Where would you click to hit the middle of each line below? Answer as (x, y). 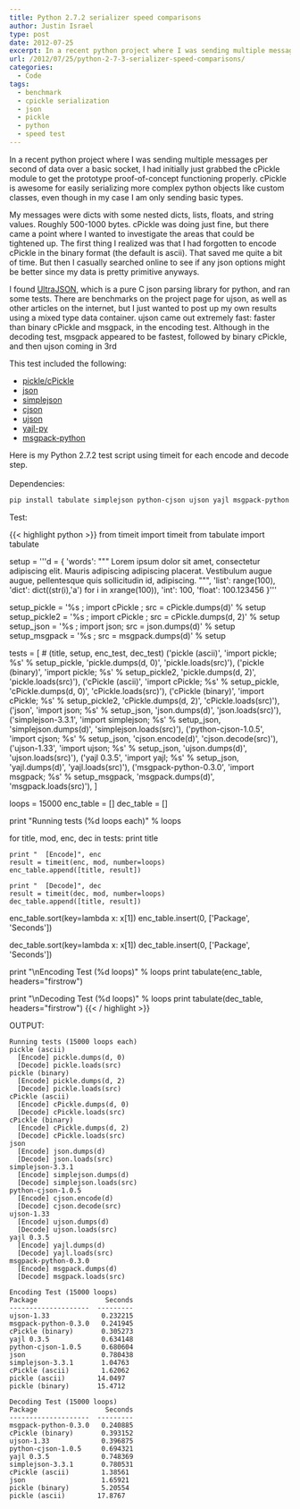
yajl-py (35, 428)
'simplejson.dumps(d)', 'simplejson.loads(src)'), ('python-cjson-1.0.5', (137, 729)
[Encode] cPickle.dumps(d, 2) (73, 1128)
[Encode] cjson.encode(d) (66, 1198)
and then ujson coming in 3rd (63, 346)
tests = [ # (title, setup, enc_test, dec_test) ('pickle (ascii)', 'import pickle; (143, 653)
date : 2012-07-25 (42, 42)
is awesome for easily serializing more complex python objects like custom (147, 188)
